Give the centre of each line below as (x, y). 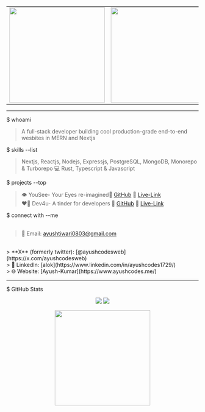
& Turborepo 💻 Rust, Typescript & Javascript (78, 168)
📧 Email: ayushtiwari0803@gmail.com (69, 233)
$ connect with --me (32, 215)
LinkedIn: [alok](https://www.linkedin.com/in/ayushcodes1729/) (96, 265)
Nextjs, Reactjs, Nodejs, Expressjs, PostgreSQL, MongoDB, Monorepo (109, 162)
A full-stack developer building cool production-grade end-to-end (104, 131)
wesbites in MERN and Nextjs (58, 138)
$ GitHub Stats (25, 289)
